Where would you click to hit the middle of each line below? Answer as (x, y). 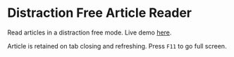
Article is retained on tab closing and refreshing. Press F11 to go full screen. (117, 46)
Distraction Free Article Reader (100, 13)
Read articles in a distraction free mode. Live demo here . (90, 32)
